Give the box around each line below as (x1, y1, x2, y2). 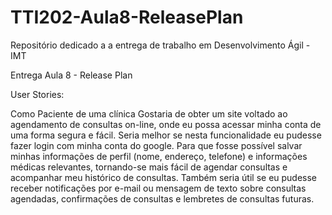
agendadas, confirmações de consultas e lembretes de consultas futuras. (10, 192, 315, 205)
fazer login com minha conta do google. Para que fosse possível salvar (10, 139, 303, 151)
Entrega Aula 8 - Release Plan (10, 69, 133, 81)
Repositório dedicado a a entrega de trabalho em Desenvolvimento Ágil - (10, 39, 311, 51)
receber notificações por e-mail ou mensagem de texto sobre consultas (10, 182, 307, 194)
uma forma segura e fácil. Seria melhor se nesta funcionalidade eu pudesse (10, 129, 322, 141)
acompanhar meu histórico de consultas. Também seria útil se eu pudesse (10, 171, 318, 183)
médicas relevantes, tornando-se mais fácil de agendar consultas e (10, 161, 288, 173)
